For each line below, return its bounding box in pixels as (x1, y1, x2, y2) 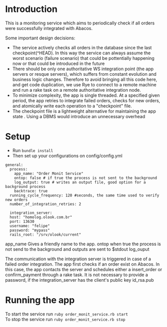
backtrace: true (14, 188, 48, 193)
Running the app (5, 295, 75, 306)
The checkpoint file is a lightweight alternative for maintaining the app (12, 108, 156, 114)
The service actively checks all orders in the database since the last (12, 44, 152, 50)
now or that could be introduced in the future (12, 60, 105, 66)
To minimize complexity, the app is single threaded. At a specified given (12, 92, 160, 98)
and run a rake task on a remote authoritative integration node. (12, 87, 141, 93)
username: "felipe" (9, 223, 50, 228)
